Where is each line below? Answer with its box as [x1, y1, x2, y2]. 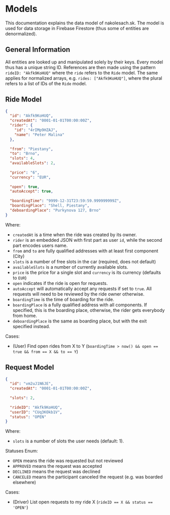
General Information [5, 45, 71, 54]
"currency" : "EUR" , [10, 175, 51, 180]
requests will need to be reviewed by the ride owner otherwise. [12, 291, 145, 297]
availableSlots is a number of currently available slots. [12, 264, 128, 270]
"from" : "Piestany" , [10, 146, 53, 151]
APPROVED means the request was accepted [12, 463, 103, 469]
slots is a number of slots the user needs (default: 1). [12, 438, 124, 444]
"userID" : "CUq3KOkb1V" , [10, 409, 62, 414]
